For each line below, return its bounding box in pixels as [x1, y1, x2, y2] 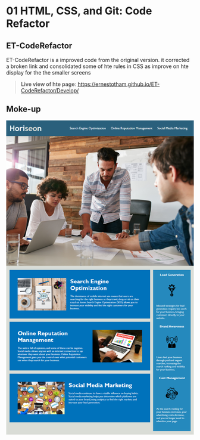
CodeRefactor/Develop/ [20, 87, 79, 94]
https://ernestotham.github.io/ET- [77, 80, 160, 88]
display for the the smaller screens [6, 69, 91, 76]
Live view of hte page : [20, 80, 77, 88]
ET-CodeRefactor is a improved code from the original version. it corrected [6, 57, 190, 63]
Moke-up [6, 104, 41, 114]
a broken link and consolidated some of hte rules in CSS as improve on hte [6, 63, 189, 70]
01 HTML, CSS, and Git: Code [6, 4, 152, 18]
